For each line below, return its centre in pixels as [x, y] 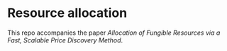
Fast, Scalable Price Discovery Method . [65, 40]
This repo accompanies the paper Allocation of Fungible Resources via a [114, 33]
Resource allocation [67, 13]
